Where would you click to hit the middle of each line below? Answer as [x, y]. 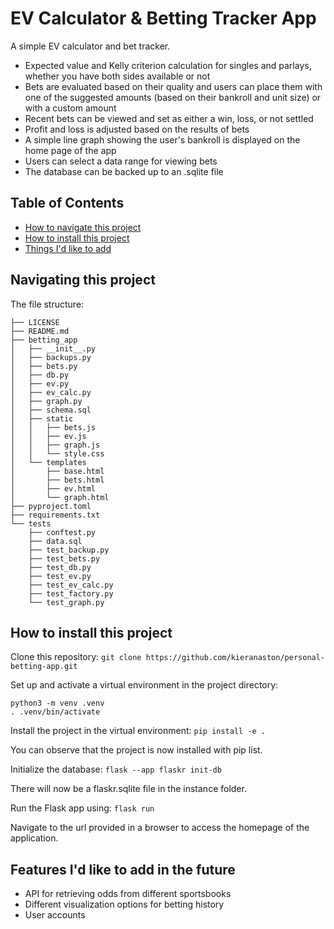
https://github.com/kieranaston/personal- [235, 658]
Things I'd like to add [68, 248]
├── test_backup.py [69, 550]
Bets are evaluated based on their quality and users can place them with [173, 86]
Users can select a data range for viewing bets [121, 161]
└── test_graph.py [66, 602]
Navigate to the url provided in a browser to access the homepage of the [160, 828]
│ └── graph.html [60, 497]
